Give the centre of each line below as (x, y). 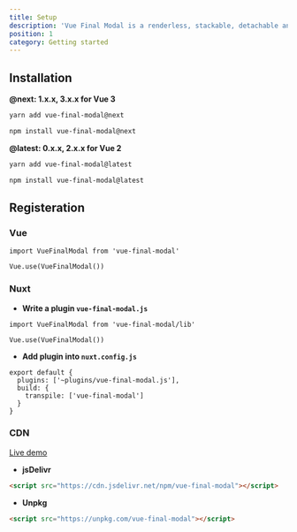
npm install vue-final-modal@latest (76, 180)
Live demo (28, 452)
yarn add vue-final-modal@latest (71, 164)
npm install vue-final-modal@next (73, 131)
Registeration (47, 207)
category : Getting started (59, 42)
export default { (41, 372)
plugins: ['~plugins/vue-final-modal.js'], (98, 380)
